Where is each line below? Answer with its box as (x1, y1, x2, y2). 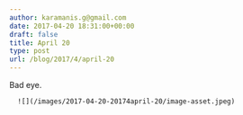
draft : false (9, 30, 58, 39)
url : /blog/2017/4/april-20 (9, 55, 115, 64)
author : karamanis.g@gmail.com (9, 13, 127, 22)
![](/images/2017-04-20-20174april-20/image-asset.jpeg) (17, 97, 236, 106)
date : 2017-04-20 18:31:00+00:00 (9, 22, 135, 31)
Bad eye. (9, 80, 42, 90)
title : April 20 (9, 38, 70, 48)
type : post (9, 47, 50, 56)
